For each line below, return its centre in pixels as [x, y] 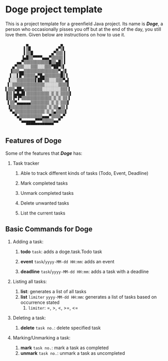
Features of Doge [33, 141]
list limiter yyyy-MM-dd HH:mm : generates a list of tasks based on [89, 297]
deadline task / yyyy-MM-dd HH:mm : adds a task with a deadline [85, 272]
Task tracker [26, 163]
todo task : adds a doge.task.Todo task [61, 251]
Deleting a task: [29, 318]
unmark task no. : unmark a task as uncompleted [72, 353]
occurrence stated [40, 302]
